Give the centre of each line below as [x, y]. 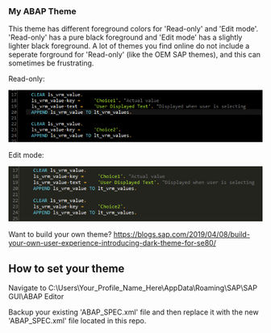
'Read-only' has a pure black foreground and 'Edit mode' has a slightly [125, 37]
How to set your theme [67, 268]
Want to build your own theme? [60, 234]
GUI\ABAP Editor [36, 296]
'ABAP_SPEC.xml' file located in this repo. [77, 320]
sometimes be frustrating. [51, 63]
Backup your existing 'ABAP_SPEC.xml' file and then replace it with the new [134, 312]
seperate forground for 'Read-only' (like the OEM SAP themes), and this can [134, 55]
